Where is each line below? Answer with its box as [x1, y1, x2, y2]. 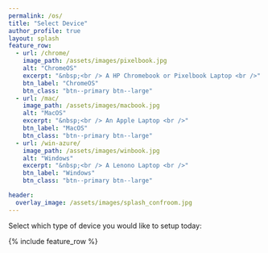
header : [8, 191, 35, 199]
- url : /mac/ [15, 94, 60, 102]
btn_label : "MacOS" [23, 124, 89, 132]
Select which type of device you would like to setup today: [8, 221, 203, 230]
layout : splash [8, 34, 60, 43]
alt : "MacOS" [23, 110, 67, 118]
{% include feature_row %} [8, 236, 98, 246]
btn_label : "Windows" [23, 169, 95, 177]
